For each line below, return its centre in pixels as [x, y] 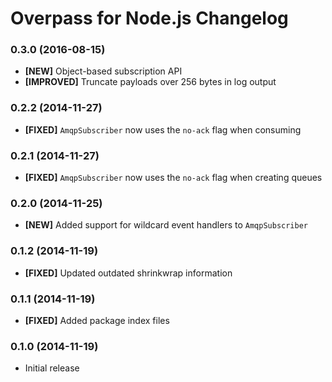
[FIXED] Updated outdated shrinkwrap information [128, 273]
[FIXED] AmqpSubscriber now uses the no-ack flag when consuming [163, 129]
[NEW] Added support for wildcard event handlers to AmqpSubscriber [166, 225]
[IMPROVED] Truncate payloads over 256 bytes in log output [150, 82]
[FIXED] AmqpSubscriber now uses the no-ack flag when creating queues [173, 178]
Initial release [52, 368]
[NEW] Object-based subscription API [103, 71]
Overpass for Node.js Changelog [149, 18]
